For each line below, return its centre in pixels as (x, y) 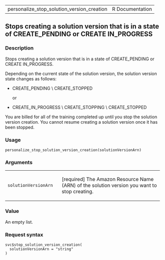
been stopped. (20, 127)
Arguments (19, 162)
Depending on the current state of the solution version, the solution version (81, 74)
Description (19, 48)
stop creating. (78, 192)
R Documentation (132, 9)
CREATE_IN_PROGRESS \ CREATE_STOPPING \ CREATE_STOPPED (80, 107)
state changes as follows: (31, 78)
